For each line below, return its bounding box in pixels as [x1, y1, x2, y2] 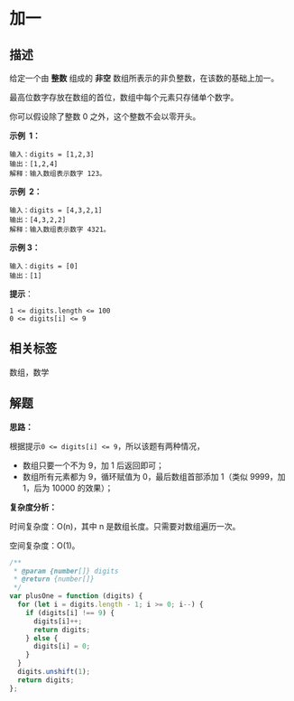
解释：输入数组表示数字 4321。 [9, 225, 111, 234]
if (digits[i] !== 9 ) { [25, 608, 115, 617]
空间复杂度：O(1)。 [9, 539, 80, 551]
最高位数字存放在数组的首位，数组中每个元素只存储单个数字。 [9, 92, 239, 102]
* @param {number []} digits [13, 566, 119, 575]
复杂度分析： [9, 501, 57, 512]
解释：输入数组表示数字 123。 [9, 169, 106, 178]
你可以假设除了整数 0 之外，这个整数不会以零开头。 [9, 111, 201, 122]
